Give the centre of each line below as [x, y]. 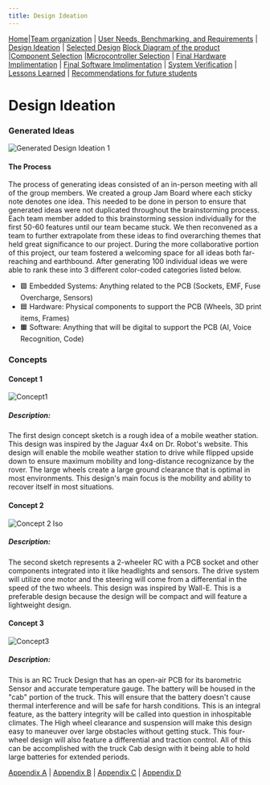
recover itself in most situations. [61, 487]
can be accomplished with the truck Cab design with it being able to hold [129, 748]
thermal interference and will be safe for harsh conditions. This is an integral [135, 705]
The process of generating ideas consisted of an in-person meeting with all [133, 184]
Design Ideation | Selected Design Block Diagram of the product [114, 47]
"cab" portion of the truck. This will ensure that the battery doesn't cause [129, 696]
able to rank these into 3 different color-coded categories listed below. [125, 270]
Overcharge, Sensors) [57, 298]
